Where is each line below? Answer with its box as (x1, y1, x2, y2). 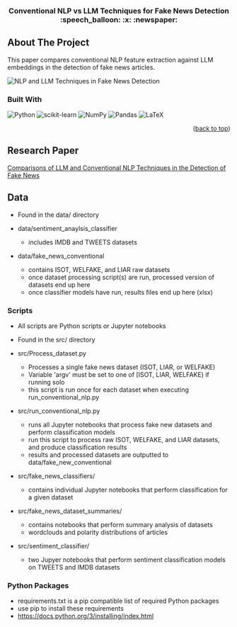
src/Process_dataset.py (17, 349, 87, 357)
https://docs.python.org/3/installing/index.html (17, 612, 154, 621)
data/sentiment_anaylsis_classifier (17, 224, 118, 232)
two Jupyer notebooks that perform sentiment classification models (28, 555, 226, 564)
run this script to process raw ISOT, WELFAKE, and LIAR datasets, (28, 435, 220, 444)
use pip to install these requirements (17, 604, 124, 613)
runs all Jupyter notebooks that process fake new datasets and (28, 420, 212, 429)
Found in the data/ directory (17, 210, 99, 219)
